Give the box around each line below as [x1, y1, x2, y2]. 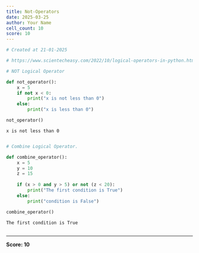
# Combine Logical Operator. [6, 143, 78, 149]
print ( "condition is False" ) [27, 198, 99, 204]
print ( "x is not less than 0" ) [27, 95, 105, 101]
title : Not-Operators [6, 8, 60, 15]
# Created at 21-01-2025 [6, 47, 68, 53]
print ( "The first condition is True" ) [27, 187, 123, 193]
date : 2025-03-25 [6, 14, 49, 20]
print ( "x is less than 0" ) [27, 107, 94, 113]
